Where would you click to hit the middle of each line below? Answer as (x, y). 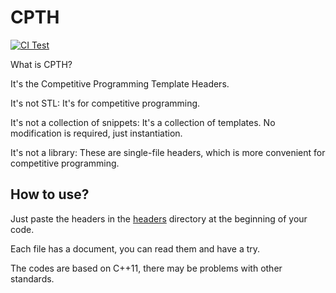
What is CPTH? (41, 64)
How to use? (50, 194)
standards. (32, 278)
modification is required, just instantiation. (96, 133)
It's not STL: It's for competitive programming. (105, 103)
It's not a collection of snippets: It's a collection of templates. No (143, 122)
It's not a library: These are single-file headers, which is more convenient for (168, 152)
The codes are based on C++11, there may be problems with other (146, 268)
